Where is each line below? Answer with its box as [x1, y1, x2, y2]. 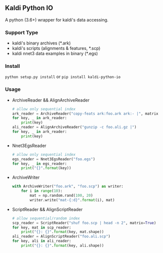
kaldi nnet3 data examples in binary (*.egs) [12, 51, 98, 57]
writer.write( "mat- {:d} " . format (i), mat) [30, 197, 115, 202]
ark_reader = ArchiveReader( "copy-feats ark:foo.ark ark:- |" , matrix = [12, 111, 161, 116]
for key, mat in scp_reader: [12, 225, 72, 230]
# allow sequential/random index [12, 216, 80, 221]
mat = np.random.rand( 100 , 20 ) [30, 193, 93, 198]
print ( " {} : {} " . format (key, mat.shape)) [21, 230, 104, 234]
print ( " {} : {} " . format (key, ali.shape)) [21, 243, 104, 248]
